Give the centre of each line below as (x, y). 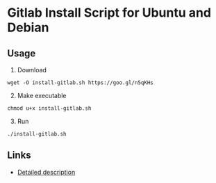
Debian (28, 27)
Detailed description (46, 172)
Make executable (42, 96)
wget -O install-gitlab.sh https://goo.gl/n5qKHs (81, 83)
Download (32, 70)
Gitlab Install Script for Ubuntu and (109, 13)
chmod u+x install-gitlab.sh (49, 109)
